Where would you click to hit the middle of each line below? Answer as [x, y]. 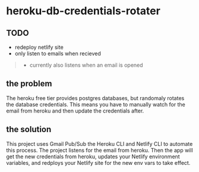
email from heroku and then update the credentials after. [75, 111]
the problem [29, 84]
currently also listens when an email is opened [86, 65]
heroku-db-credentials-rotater [83, 11]
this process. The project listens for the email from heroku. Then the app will [99, 150]
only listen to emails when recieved [58, 54]
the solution [29, 129]
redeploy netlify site [39, 47]
